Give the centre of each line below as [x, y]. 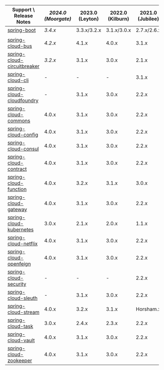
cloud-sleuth [23, 298]
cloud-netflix [23, 243]
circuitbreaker [24, 66]
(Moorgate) [58, 19]
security [17, 284]
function [17, 189]
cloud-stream [24, 312]
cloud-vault [21, 340]
